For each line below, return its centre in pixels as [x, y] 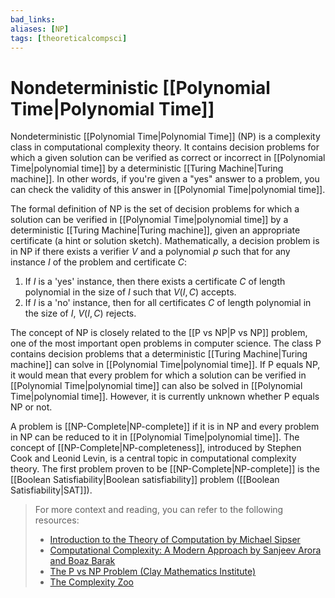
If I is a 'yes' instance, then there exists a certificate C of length [155, 282]
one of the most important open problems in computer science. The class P [166, 343]
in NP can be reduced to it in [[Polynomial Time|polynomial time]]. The [155, 437]
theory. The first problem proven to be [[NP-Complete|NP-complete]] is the [165, 469]
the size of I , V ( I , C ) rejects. [80, 313]
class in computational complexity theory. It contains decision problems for [165, 147]
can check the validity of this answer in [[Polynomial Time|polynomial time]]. [168, 190]
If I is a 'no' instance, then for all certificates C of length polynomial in [168, 303]
